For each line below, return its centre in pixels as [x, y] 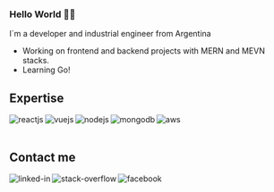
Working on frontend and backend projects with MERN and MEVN [144, 51]
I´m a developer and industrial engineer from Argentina [111, 34]
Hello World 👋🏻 [43, 14]
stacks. [35, 61]
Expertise [37, 98]
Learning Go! [46, 70]
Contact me [43, 157]
